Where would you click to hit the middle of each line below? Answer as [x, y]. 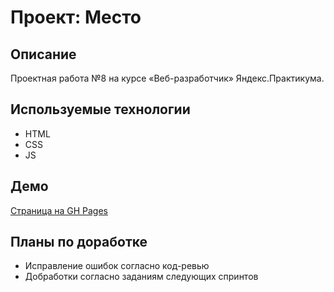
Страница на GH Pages [59, 210]
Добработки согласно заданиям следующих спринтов [141, 277]
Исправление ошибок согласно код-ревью [117, 266]
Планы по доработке [79, 242]
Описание [43, 54]
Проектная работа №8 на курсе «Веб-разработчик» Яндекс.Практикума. [167, 78]
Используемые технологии [100, 109]
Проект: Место [76, 17]
